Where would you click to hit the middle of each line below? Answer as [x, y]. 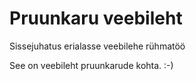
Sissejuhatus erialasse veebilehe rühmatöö [97, 46]
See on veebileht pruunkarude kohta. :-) [91, 65]
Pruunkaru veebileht [96, 18]
